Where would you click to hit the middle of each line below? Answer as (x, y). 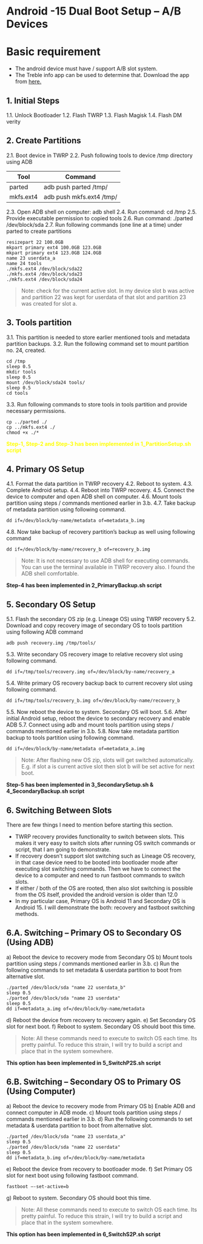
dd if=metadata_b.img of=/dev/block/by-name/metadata (76, 1158)
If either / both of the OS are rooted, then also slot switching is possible (104, 888)
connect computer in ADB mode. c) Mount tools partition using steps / (94, 1112)
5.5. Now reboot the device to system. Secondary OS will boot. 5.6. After (97, 712)
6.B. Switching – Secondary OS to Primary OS (94, 1082)
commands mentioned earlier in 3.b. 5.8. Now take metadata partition (93, 731)
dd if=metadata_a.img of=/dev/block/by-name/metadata (76, 1009)
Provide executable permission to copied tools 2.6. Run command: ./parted (100, 218)
